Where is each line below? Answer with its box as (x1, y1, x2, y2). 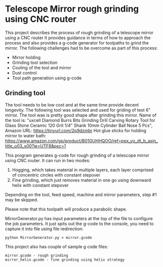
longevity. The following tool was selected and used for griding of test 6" (5, 107, 151, 113)
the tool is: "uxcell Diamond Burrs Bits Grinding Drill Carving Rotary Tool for (5, 117, 155, 123)
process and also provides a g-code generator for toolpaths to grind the (5, 40, 149, 45)
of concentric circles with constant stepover (12, 172, 100, 178)
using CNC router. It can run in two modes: (5, 157, 91, 163)
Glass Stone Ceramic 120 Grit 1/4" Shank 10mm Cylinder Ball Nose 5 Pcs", (5, 122, 153, 128)
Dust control (12, 70, 37, 75)
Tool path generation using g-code (12, 75, 82, 81)
